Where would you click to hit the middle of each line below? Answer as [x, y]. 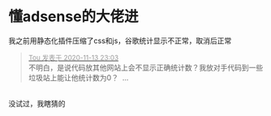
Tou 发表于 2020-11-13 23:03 [73, 57]
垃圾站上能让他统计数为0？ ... [78, 77]
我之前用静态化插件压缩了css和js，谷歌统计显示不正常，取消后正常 [120, 41]
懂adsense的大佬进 [74, 17]
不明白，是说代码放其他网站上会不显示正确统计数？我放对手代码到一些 [146, 67]
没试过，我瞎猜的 [37, 103]
